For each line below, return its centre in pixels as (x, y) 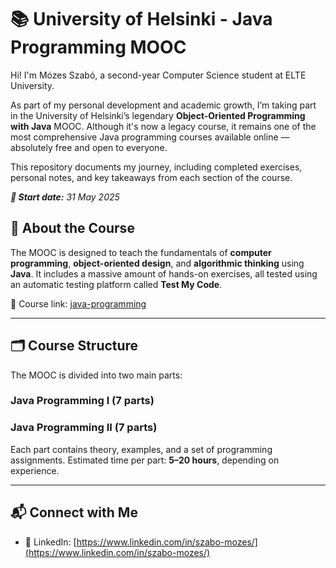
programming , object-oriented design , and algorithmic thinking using (157, 263)
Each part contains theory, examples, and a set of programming (141, 449)
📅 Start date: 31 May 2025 (65, 197)
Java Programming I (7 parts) (82, 401)
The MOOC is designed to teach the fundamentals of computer (141, 252)
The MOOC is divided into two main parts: (96, 375)
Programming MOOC (98, 47)
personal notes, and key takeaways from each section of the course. (151, 177)
